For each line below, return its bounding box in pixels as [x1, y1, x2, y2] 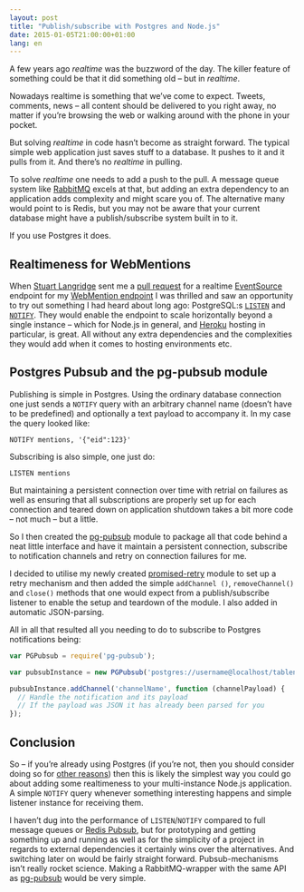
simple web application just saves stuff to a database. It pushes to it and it [9, 147, 285, 158]
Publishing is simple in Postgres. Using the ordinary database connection [9, 388, 282, 399]
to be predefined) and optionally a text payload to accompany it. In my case [9, 407, 291, 418]
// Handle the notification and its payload [17, 692, 188, 701]
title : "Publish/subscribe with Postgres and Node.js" [9, 22, 221, 31]
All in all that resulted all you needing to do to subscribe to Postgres [9, 623, 261, 635]
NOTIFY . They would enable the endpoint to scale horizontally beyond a [9, 309, 273, 320]
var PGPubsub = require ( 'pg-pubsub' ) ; [9, 651, 156, 661]
